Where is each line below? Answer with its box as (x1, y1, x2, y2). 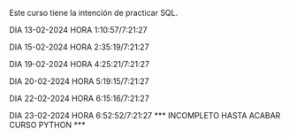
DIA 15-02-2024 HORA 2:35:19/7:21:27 (9, 42, 149, 52)
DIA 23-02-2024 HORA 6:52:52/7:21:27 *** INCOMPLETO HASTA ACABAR (9, 110, 281, 120)
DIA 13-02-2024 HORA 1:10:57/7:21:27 (9, 25, 148, 34)
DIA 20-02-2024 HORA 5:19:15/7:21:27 (9, 76, 149, 87)
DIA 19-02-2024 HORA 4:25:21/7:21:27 (9, 59, 150, 69)
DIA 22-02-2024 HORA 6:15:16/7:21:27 (9, 93, 150, 103)
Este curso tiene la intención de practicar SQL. (9, 8, 179, 18)
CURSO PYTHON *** (9, 119, 86, 130)
